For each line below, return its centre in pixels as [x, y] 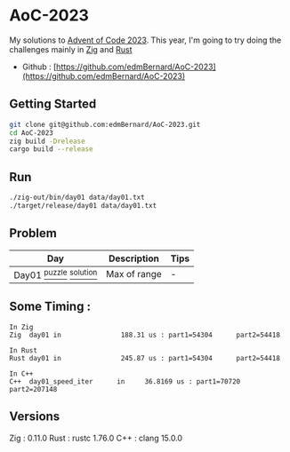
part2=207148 [33, 389]
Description [134, 258]
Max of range [134, 274]
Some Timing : [50, 307]
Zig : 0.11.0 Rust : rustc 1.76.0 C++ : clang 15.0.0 [96, 438]
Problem [33, 233]
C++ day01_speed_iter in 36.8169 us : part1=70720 [125, 381]
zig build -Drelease [48, 141]
